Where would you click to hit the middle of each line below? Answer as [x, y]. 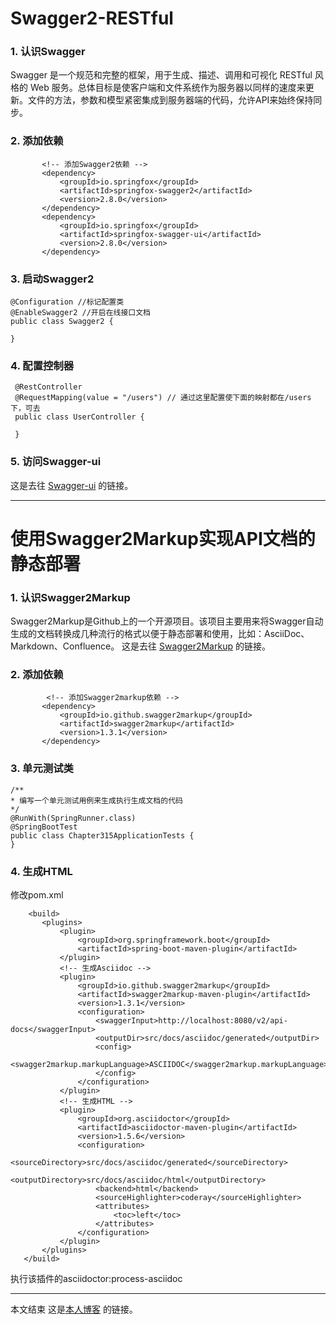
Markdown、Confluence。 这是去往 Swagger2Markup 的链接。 [140, 646]
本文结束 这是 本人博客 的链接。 [74, 1309]
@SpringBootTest [44, 827]
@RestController [48, 387]
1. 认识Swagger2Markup [70, 597]
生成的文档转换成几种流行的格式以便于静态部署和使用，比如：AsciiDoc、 [160, 634]
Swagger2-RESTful [92, 18]
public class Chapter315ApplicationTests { [102, 835]
